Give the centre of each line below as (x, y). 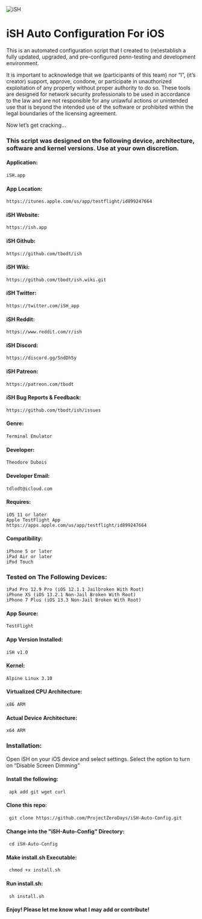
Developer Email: (28, 475)
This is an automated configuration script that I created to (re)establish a (96, 50)
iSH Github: (21, 241)
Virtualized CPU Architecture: (44, 692)
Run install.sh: (25, 883)
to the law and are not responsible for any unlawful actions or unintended (97, 100)
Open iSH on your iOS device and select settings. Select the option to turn (98, 759)
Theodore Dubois (27, 463)
